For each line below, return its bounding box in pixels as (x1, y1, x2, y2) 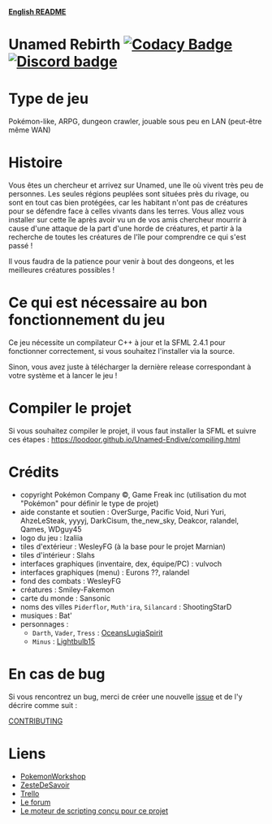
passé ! (8, 241, 33, 251)
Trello (19, 788, 40, 798)
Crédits (8, 463, 59, 481)
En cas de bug (8, 665, 106, 684)
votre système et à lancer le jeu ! (8, 371, 118, 380)
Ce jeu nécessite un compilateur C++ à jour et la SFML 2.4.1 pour (8, 338, 226, 347)
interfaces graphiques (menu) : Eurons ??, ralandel (19, 567, 190, 577)
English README (8, 7, 67, 16)
